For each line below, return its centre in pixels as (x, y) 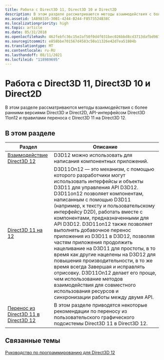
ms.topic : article (24, 28)
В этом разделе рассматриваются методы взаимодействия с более (76, 107)
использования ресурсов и (86, 291)
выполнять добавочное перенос (92, 230)
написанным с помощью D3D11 (92, 200)
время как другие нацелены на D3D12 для (105, 254)
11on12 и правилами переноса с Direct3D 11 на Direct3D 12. (66, 118)
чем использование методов (88, 279)
